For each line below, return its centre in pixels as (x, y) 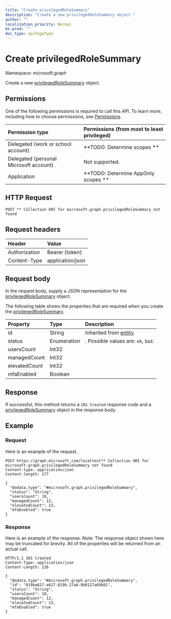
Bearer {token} (65, 252)
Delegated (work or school (40, 144)
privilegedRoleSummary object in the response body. (61, 410)
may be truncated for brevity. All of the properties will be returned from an (83, 543)
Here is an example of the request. (41, 452)
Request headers (33, 229)
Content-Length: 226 (27, 567)
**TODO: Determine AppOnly (119, 173)
